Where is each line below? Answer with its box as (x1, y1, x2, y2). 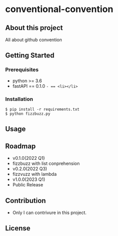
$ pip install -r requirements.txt (5, 107, 80, 112)
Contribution (5, 196, 46, 205)
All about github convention (5, 37, 62, 43)
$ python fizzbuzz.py (5, 111, 51, 116)
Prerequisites (5, 66, 39, 73)
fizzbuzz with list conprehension (12, 160, 80, 166)
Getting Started (5, 51, 55, 60)
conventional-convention (5, 4, 113, 15)
